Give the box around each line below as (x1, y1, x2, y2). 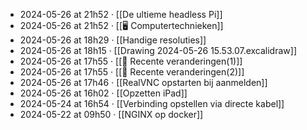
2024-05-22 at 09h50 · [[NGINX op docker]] (19, 109, 204, 120)
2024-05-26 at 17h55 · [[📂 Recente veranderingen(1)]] (19, 55, 243, 67)
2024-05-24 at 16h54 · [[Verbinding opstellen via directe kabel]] (19, 98, 285, 109)
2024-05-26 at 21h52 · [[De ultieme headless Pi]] (19, 9, 223, 20)
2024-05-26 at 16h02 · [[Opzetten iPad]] (19, 87, 188, 99)
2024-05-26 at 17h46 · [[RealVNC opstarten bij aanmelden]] (19, 77, 268, 88)
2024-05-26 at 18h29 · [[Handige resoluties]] (19, 34, 207, 46)
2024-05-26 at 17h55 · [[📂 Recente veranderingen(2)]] (19, 66, 245, 78)
